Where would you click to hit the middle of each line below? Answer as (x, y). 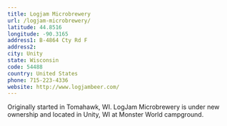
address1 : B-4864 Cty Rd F (47, 41)
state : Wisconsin (33, 61)
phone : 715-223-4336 (38, 80)
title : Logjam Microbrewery (49, 14)
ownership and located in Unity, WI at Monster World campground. (106, 115)
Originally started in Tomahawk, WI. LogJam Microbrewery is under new (113, 107)
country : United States (43, 73)
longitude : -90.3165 (38, 34)
